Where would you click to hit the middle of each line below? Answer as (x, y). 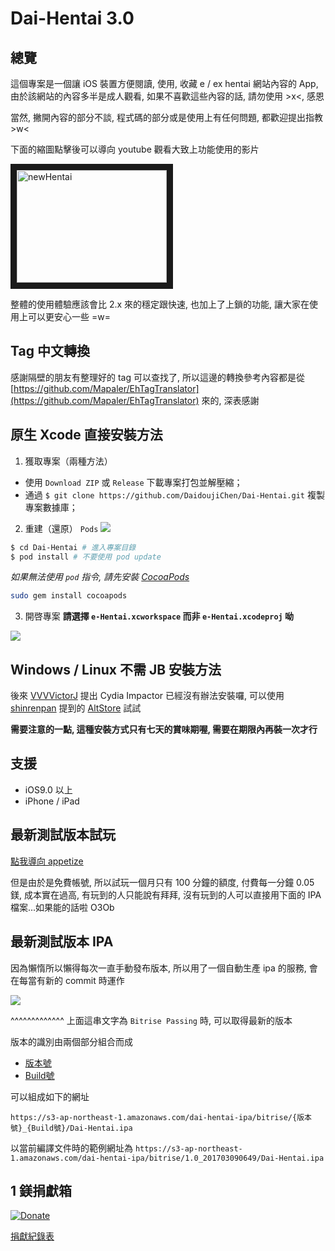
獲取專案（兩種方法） (68, 461)
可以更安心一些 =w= (69, 316)
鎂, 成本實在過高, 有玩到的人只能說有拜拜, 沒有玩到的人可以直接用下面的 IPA (166, 894)
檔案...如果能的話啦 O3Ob (62, 907)
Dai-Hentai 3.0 (72, 18)
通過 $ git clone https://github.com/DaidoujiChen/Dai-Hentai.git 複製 (174, 494)
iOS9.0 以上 (48, 789)
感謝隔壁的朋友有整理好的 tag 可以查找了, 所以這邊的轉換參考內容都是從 (157, 377)
